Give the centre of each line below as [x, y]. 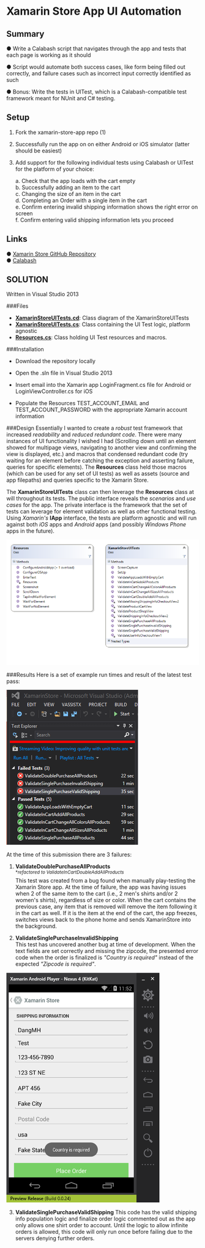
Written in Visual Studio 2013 [43, 294]
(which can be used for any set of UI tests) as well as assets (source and [98, 474]
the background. [36, 926]
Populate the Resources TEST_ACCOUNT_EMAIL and [82, 403]
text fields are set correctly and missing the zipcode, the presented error [107, 951]
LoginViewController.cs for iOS [54, 391]
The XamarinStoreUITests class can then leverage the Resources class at [100, 492]
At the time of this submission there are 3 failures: [69, 854]
